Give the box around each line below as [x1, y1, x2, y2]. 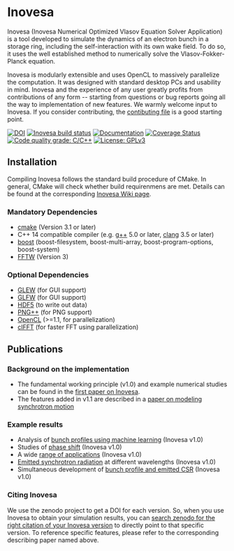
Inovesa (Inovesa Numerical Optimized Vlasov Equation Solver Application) [7, 27, 223, 36]
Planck [7, 57, 27, 65]
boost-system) [17, 245, 60, 254]
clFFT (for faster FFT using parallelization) [17, 323, 139, 332]
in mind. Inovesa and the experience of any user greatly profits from [7, 85, 203, 94]
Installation [7, 156, 57, 168]
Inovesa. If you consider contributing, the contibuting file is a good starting [7, 108, 222, 116]
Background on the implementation [7, 364, 130, 374]
